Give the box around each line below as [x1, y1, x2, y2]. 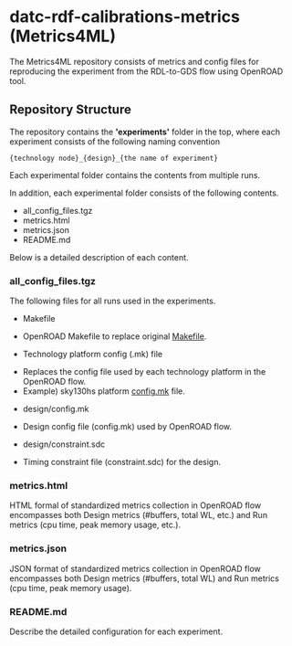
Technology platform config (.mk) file [22, 349, 162, 360]
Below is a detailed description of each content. [9, 251, 189, 262]
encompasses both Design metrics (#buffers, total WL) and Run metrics [9, 573, 280, 584]
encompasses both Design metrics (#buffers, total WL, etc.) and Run [9, 510, 267, 521]
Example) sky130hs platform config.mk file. [22, 386, 185, 397]
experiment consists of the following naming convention [9, 135, 221, 147]
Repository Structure [9, 102, 132, 118]
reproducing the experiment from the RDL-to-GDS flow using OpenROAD [9, 66, 284, 77]
